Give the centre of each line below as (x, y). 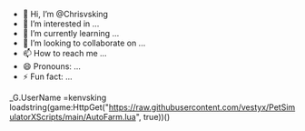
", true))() (153, 117)
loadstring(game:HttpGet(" (59, 107)
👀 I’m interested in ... (61, 24)
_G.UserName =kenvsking (58, 97)
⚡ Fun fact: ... (47, 76)
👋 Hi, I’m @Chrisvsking (65, 14)
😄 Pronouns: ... (52, 66)
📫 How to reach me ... (64, 53)
